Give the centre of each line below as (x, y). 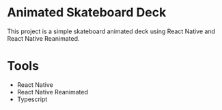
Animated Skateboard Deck (87, 13)
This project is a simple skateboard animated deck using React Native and (111, 31)
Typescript (32, 99)
